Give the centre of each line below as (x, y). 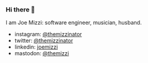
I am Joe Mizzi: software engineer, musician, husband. (74, 23)
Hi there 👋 (21, 10)
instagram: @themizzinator (48, 34)
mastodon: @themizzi (42, 53)
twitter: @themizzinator (44, 41)
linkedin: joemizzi (36, 47)
